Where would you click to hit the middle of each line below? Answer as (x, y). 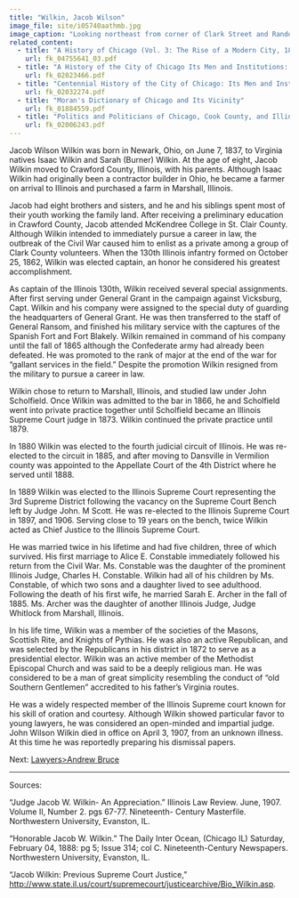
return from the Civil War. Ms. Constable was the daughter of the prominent (148, 566)
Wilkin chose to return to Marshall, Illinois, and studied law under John (138, 391)
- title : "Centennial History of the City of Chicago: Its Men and (145, 84)
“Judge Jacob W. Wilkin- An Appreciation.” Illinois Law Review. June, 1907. (145, 802)
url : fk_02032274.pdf (65, 92)
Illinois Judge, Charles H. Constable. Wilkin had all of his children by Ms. (141, 575)
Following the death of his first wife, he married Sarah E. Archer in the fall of (148, 594)
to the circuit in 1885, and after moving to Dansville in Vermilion (154, 456)
